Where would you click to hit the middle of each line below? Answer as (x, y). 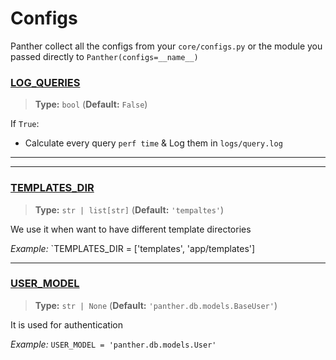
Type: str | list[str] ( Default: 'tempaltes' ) (129, 209)
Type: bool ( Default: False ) (91, 104)
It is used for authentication (66, 324)
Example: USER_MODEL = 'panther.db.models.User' (113, 344)
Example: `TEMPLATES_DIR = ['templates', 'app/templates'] (133, 248)
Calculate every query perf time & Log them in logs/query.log (153, 143)
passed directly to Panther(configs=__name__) (104, 56)
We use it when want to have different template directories (131, 229)
